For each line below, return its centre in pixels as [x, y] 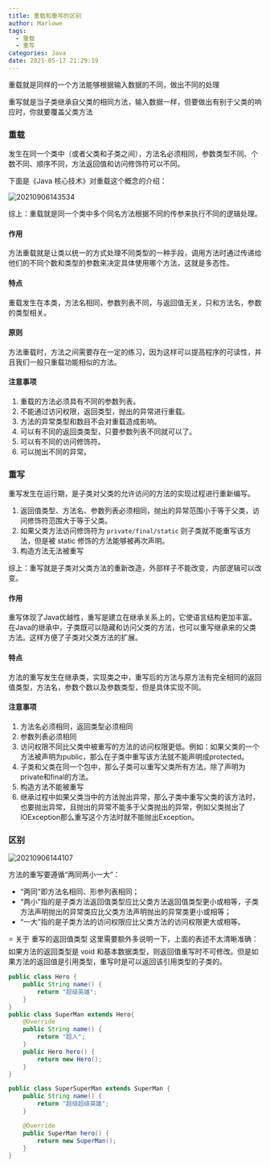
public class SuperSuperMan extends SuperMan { [90, 1089]
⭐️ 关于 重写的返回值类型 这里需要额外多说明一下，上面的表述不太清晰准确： [133, 939]
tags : [17, 31]
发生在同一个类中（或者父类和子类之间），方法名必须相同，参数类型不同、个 [133, 154]
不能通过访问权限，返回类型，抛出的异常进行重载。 [104, 411]
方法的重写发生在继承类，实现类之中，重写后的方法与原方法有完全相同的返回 [135, 677]
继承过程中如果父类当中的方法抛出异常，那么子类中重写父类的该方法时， [139, 797]
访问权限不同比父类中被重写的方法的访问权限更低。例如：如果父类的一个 [139, 747]
